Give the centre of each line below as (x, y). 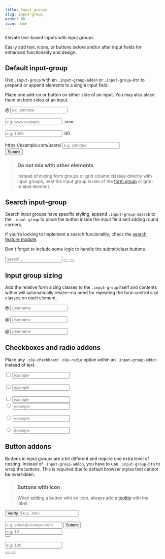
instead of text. (20, 365)
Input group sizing (34, 275)
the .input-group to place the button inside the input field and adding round (82, 219)
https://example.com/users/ (33, 145)
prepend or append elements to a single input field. (57, 85)
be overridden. (20, 474)
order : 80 (15, 19)
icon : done (16, 23)
